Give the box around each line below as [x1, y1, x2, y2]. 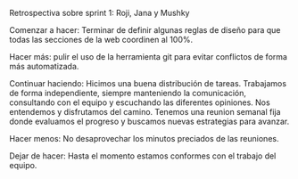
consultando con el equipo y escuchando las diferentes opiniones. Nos [9, 97, 270, 108]
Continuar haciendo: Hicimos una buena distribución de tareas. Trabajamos [9, 78, 287, 88]
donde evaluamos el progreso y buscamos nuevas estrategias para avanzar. [9, 116, 290, 126]
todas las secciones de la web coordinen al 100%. [9, 35, 194, 45]
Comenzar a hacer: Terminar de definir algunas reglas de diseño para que [9, 25, 281, 35]
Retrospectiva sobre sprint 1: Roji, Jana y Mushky [9, 8, 190, 18]
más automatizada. [9, 61, 79, 71]
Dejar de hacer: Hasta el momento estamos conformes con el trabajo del [9, 151, 277, 161]
